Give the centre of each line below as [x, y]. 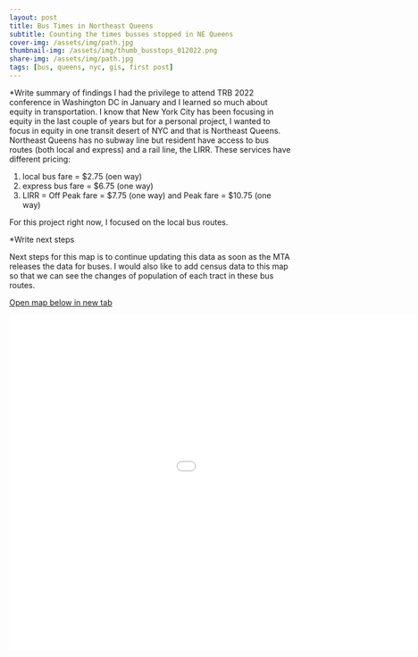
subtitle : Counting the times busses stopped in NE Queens [121, 34]
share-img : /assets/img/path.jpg [71, 59]
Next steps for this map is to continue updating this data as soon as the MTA [150, 256]
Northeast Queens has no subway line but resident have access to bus [139, 140]
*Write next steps [42, 239]
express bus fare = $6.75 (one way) [88, 186]
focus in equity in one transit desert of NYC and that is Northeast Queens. [145, 130]
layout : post [33, 17]
